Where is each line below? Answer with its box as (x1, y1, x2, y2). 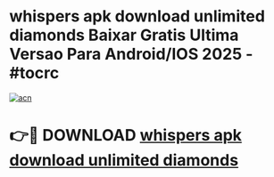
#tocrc (9, 63, 60, 84)
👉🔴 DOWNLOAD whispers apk (9, 125, 243, 146)
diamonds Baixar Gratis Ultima (9, 25, 239, 45)
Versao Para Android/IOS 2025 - (9, 44, 253, 64)
